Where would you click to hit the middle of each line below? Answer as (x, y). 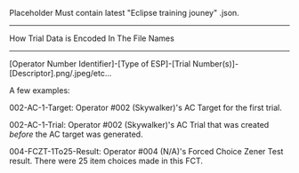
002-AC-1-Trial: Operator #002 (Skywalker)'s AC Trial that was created (139, 125)
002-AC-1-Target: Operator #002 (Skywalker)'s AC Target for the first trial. (145, 107)
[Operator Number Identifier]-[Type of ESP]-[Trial (100, 64)
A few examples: (40, 90)
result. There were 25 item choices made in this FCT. (106, 161)
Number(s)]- (215, 64)
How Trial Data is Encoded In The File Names (92, 38)
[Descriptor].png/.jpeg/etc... (61, 73)
